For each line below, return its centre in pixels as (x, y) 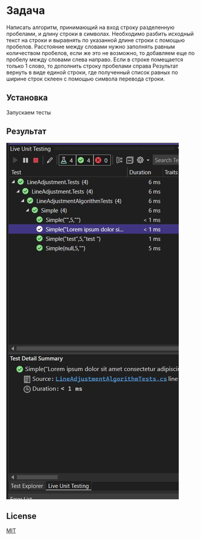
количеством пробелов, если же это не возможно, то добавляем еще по (101, 53)
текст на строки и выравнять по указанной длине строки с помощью (96, 40)
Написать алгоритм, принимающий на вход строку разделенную (91, 27)
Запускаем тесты (29, 112)
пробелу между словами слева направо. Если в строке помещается (95, 59)
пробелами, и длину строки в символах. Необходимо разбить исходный (100, 33)
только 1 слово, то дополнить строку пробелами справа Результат (92, 66)
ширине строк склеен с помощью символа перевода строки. (85, 79)
